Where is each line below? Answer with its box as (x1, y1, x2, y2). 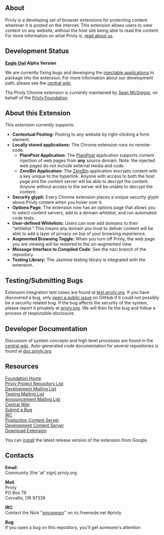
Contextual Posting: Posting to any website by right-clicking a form (12, 131, 150, 137)
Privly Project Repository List (5, 381, 64, 386)
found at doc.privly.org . (5, 348, 53, 354)
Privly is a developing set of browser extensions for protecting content (5, 17, 148, 23)
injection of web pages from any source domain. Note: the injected (19, 157, 156, 164)
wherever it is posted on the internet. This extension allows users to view (5, 22, 153, 28)
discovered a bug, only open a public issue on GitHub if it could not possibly (5, 295, 160, 300)
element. (12, 137, 30, 143)
